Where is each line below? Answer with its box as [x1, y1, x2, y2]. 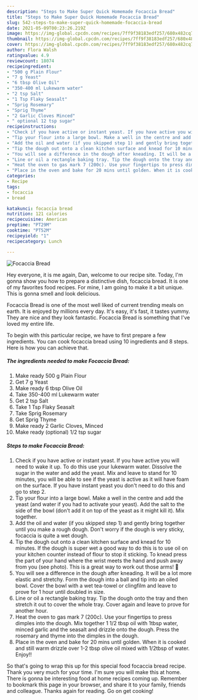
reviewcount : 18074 [6, 58, 55, 64]
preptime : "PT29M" [6, 222, 52, 228]
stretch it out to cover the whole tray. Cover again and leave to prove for [15, 601, 190, 608]
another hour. [15, 607, 48, 615]
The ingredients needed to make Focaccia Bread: [6, 358, 130, 365]
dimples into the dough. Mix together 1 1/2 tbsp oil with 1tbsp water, [15, 620, 179, 627]
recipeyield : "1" [6, 233, 49, 239]
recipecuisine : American [6, 216, 68, 223]
